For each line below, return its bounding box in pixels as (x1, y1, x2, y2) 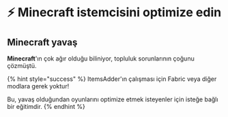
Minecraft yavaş (7, 36, 78, 48)
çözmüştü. (7, 62, 37, 69)
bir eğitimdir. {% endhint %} (7, 103, 85, 110)
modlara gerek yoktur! (7, 82, 70, 90)
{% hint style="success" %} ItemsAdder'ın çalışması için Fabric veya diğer (7, 75, 217, 83)
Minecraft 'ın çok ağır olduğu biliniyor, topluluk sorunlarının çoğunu (7, 54, 195, 63)
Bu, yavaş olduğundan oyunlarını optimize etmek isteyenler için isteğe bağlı (7, 95, 218, 103)
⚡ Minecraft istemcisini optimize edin (7, 5, 222, 20)
